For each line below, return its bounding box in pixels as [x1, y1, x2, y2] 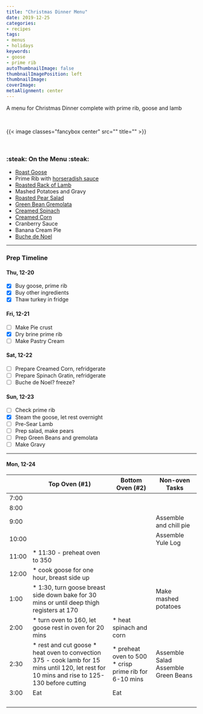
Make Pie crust [14, 324, 53, 331]
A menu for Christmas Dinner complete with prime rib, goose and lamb [6, 104, 182, 112]
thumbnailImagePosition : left [6, 71, 83, 77]
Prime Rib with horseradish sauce [14, 175, 99, 182]
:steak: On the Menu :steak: [6, 155, 89, 163]
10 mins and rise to [32, 671, 88, 679]
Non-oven [159, 476, 190, 485]
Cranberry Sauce [14, 220, 59, 227]
